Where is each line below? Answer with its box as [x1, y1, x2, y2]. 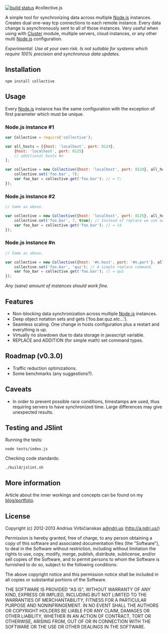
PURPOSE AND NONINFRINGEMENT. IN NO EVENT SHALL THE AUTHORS [5, 602, 159, 608]
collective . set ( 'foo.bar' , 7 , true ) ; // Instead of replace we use [14, 218, 157, 223]
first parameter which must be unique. [5, 111, 84, 117]
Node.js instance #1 [5, 123, 54, 131]
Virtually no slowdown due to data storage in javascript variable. [12, 332, 145, 338]
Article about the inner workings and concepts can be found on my [5, 492, 143, 498]
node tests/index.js [5, 447, 48, 452]
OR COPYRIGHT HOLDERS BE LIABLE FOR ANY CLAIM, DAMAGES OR [5, 608, 150, 614]
